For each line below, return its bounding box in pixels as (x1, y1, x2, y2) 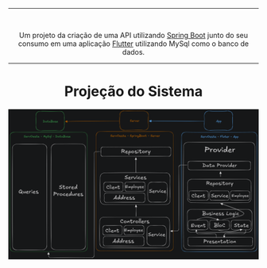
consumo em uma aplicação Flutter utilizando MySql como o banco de (18, 39, 249, 48)
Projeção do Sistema (64, 82, 203, 101)
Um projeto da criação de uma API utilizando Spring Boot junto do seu (18, 31, 249, 40)
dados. (122, 48, 145, 56)
